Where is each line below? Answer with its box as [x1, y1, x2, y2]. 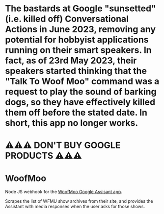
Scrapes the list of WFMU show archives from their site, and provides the [5, 198, 153, 204]
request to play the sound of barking [5, 86, 157, 97]
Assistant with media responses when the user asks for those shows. [5, 204, 145, 210]
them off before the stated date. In [5, 107, 147, 118]
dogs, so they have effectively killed [5, 96, 156, 108]
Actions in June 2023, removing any [5, 24, 156, 35]
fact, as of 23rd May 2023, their [5, 55, 137, 66]
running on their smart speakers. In [5, 45, 152, 56]
